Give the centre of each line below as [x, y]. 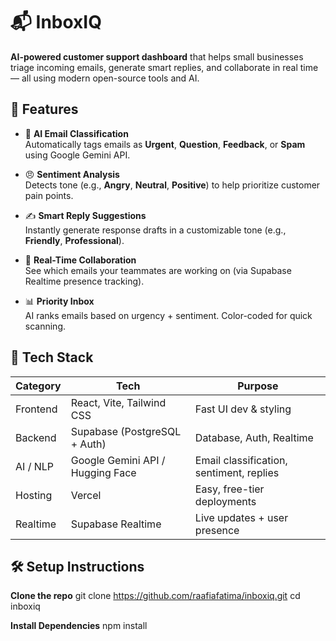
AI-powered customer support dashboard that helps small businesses [157, 56]
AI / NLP [35, 466]
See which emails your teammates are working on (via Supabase [158, 270]
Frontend [36, 409]
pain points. [49, 195]
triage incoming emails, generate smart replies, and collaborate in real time [164, 67]
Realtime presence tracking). [84, 281]
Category [38, 386]
